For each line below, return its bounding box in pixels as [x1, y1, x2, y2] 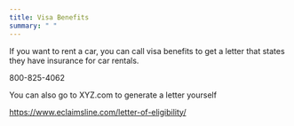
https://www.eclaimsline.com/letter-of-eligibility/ [9, 106, 187, 117]
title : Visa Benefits [9, 12, 90, 22]
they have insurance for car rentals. [9, 55, 139, 66]
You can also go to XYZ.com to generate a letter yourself [9, 90, 218, 100]
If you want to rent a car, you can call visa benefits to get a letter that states [9, 45, 286, 56]
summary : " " [9, 21, 58, 30]
